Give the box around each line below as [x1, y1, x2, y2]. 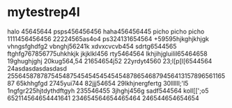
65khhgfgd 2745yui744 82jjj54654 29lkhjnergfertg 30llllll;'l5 [16, 79, 189, 87]
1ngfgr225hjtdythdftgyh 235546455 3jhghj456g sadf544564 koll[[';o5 [7, 86, 209, 95]
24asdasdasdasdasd [7, 64, 68, 72]
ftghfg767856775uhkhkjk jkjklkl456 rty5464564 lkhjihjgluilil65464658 [7, 49, 208, 58]
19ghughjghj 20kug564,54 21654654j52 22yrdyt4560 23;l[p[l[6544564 [7, 56, 212, 65]
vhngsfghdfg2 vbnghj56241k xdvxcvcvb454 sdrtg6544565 [7, 42, 177, 50]
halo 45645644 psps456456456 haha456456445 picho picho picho [7, 27, 205, 36]
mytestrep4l [7, 4, 80, 20]
